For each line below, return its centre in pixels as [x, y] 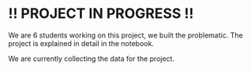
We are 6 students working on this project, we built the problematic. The [126, 35]
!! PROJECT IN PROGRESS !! [101, 14]
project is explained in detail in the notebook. [81, 43]
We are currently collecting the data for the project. [92, 59]
